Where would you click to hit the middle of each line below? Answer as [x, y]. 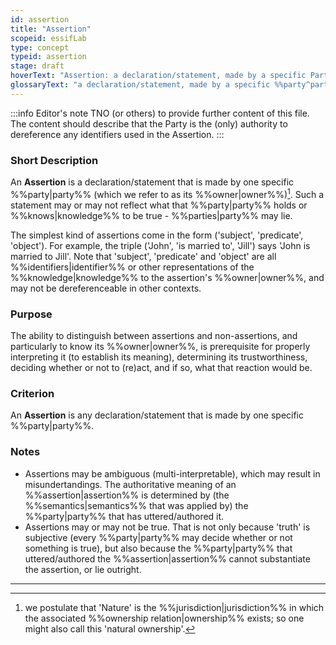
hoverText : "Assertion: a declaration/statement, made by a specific [158, 76]
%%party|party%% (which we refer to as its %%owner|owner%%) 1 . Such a [167, 193]
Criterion [32, 393]
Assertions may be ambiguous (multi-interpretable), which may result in [172, 473]
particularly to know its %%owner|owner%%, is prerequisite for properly [160, 346]
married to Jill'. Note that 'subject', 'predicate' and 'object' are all [143, 256]
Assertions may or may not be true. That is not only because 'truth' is [167, 527]
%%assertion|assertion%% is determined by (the [127, 495]
